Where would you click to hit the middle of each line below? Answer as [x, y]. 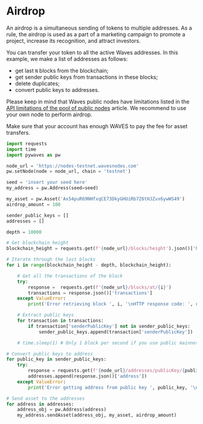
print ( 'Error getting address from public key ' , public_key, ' [111, 387]
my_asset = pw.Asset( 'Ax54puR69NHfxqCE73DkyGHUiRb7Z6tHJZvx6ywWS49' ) [96, 199]
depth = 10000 [24, 232]
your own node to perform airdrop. [49, 114]
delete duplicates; [37, 83]
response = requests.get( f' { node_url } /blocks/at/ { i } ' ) [100, 287]
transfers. [18, 132]
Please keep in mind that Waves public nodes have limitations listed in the [98, 102]
